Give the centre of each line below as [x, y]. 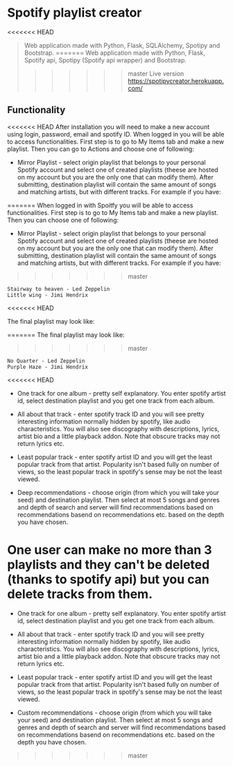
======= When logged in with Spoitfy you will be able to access [100, 205]
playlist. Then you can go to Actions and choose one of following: [101, 149]
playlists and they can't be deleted [109, 565]
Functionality [36, 110]
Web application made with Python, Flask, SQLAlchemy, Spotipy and [122, 45]
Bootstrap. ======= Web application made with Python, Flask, [115, 53]
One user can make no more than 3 [110, 550]
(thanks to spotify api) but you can [108, 579]
